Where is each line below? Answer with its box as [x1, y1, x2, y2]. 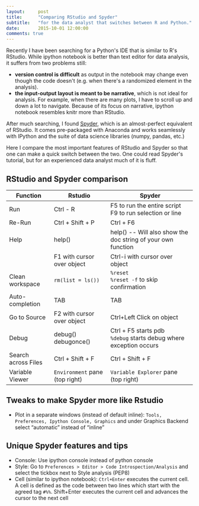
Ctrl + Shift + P [54, 218, 95, 227]
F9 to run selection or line [110, 208, 182, 217]
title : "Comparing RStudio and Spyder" [6, 14, 118, 20]
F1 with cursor [54, 252, 95, 260]
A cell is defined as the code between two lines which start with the [14, 482, 180, 489]
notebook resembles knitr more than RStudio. [14, 109, 126, 116]
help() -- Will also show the [110, 228, 188, 236]
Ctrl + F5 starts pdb [110, 326, 165, 334]
